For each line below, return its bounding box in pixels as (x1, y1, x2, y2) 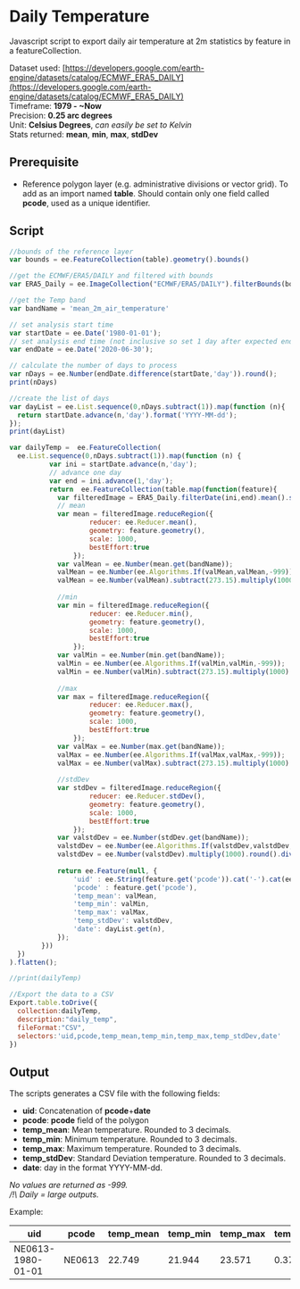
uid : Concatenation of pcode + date (21, 1105, 152, 1117)
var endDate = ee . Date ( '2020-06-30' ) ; (9, 345, 154, 354)
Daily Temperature (9, 6, 150, 27)
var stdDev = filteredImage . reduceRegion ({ (56, 784, 221, 793)
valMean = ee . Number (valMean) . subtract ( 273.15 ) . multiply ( (56, 576, 278, 586)
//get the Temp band (9, 296, 87, 305)
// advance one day (48, 468, 122, 477)
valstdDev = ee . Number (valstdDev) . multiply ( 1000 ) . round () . (56, 850, 281, 859)
